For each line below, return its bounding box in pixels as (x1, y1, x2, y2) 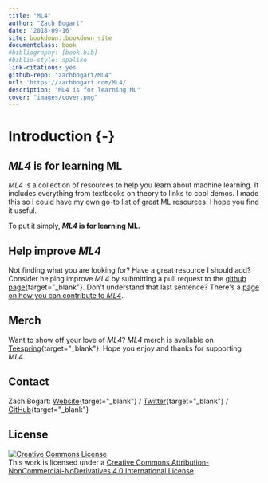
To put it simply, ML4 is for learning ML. (8, 221, 141, 231)
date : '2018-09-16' (8, 26, 73, 34)
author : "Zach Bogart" (8, 19, 84, 27)
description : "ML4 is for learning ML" (8, 85, 141, 94)
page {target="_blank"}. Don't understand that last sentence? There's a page (8, 282, 260, 292)
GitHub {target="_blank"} (8, 404, 89, 414)
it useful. (8, 206, 37, 215)
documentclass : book (8, 41, 77, 49)
